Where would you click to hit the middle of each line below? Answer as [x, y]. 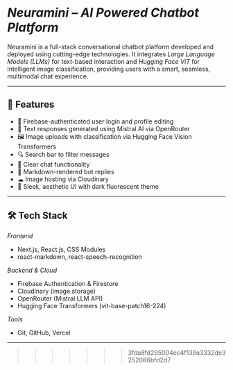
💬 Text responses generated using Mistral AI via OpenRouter [104, 128]
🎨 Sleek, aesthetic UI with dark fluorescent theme [88, 186]
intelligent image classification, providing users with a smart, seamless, [109, 69]
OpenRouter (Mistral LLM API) [60, 298]
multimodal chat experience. [48, 76]
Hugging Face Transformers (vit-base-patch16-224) [92, 305]
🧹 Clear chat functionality [53, 164]
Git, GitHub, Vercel [44, 333]
